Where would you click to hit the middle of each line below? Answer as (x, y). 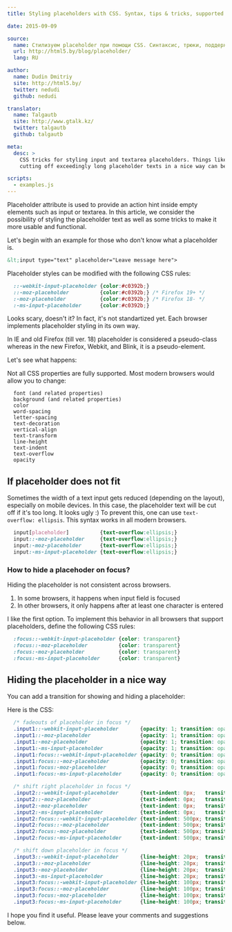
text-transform (35, 436)
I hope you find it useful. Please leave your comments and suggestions (108, 915)
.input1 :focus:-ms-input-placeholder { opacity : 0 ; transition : (114, 774)
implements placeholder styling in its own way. (74, 326)
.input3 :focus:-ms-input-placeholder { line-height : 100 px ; (108, 902)
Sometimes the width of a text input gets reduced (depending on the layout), (116, 498)
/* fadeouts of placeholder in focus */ (72, 723)
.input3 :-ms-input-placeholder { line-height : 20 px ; (106, 876)
